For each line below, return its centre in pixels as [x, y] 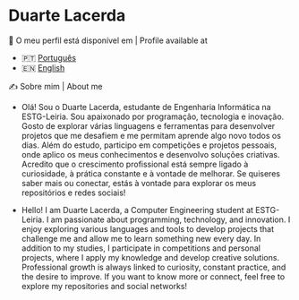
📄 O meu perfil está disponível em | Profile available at [108, 40]
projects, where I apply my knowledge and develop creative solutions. [150, 257]
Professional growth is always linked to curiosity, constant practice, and [154, 267]
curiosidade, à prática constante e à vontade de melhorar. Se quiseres [151, 173]
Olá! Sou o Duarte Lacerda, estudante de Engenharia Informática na [146, 107]
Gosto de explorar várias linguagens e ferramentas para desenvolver [148, 125]
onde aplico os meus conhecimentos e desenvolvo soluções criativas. [150, 154]
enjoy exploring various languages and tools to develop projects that [148, 228]
